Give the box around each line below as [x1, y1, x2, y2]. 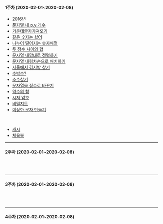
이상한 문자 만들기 [12, 107, 46, 113]
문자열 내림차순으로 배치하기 [12, 59, 66, 64]
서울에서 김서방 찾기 [12, 64, 50, 70]
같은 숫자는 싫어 [12, 34, 42, 40]
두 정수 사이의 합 [12, 46, 44, 52]
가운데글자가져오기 [12, 28, 48, 34]
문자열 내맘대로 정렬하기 [12, 52, 58, 58]
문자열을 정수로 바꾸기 [12, 83, 54, 89]
